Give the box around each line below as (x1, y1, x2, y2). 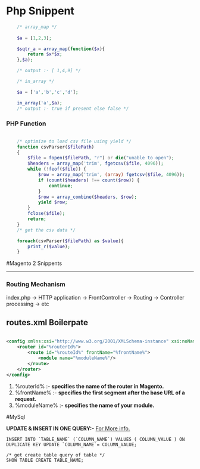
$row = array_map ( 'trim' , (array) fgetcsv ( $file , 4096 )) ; (37, 172, 185, 178)
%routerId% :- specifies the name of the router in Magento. (14, 382, 164, 390)
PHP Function (6, 119, 46, 128)
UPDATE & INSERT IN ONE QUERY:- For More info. (6, 425, 130, 432)
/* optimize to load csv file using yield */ (17, 138, 132, 144)
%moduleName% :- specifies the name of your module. (14, 402, 155, 409)
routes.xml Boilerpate (6, 317, 88, 328)
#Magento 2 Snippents (6, 260, 62, 267)
